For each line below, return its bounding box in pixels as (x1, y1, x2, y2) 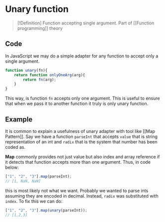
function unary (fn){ (5, 68, 48, 73)
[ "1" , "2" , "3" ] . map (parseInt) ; (5, 174, 72, 179)
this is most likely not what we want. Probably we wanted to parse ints (5, 188, 149, 194)
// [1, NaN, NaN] (5, 178, 41, 184)
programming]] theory (17, 25, 63, 31)
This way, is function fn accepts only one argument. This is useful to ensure (5, 96, 160, 102)
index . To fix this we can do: (5, 198, 63, 204)
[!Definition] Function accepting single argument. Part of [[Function (17, 20, 155, 26)
